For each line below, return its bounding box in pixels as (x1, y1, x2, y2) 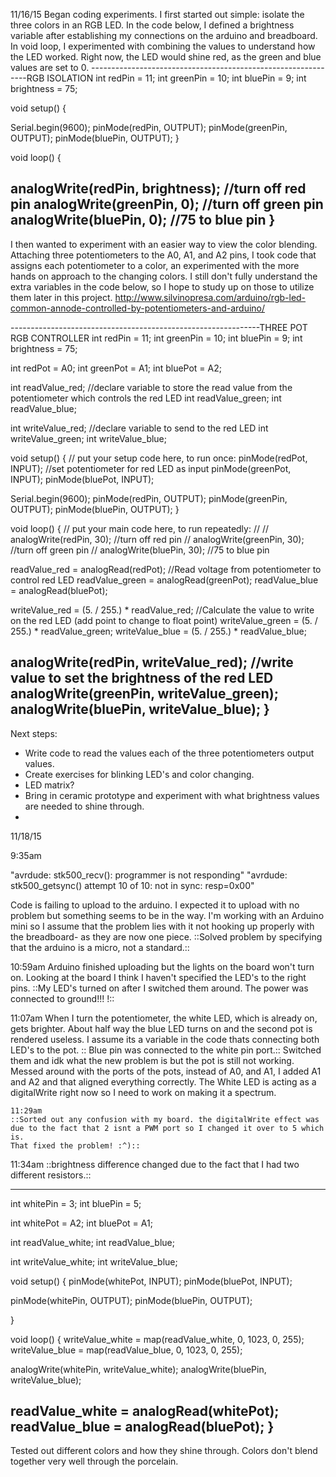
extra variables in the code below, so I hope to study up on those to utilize (10, 280, 315, 293)
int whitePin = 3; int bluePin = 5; (10, 1197, 142, 1209)
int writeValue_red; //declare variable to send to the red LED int (10, 422, 269, 434)
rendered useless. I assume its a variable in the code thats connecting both (10, 1033, 320, 1045)
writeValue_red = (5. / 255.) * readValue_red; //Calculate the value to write (10, 604, 315, 616)
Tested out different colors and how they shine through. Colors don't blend (10, 1445, 318, 1457)
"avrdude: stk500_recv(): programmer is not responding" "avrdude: (10, 869, 288, 881)
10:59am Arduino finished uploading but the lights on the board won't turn (10, 960, 315, 973)
